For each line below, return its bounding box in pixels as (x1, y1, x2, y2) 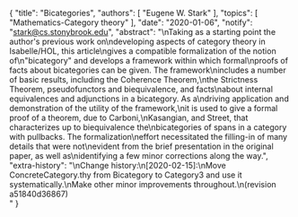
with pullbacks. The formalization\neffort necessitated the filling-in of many (9, 132, 288, 142)
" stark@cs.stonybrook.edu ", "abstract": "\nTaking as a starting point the (9, 27, 276, 37)
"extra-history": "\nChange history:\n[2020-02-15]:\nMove (9, 161, 226, 170)
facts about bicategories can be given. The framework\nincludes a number (9, 65, 286, 75)
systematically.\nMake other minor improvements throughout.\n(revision (9, 179, 276, 189)
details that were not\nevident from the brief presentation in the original (9, 141, 274, 152)
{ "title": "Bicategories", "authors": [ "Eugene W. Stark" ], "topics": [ (9, 8, 259, 18)
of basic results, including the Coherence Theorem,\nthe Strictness (9, 74, 259, 84)
